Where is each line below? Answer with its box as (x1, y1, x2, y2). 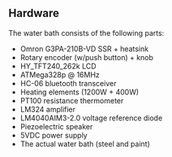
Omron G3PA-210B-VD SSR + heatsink (19, 44, 148, 54)
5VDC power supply (19, 130, 88, 140)
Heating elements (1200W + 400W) (19, 87, 140, 97)
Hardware (8, 7, 59, 20)
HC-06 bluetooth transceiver (19, 78, 117, 88)
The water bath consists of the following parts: (8, 28, 165, 37)
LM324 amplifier (19, 104, 75, 114)
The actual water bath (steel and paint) (19, 138, 150, 149)
